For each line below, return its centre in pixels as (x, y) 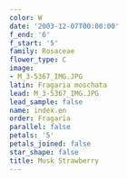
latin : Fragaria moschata (58, 85)
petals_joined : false (50, 144)
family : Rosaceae (42, 52)
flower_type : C (38, 60)
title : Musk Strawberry (54, 160)
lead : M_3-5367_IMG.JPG (54, 93)
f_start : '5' (34, 43)
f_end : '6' (30, 34)
